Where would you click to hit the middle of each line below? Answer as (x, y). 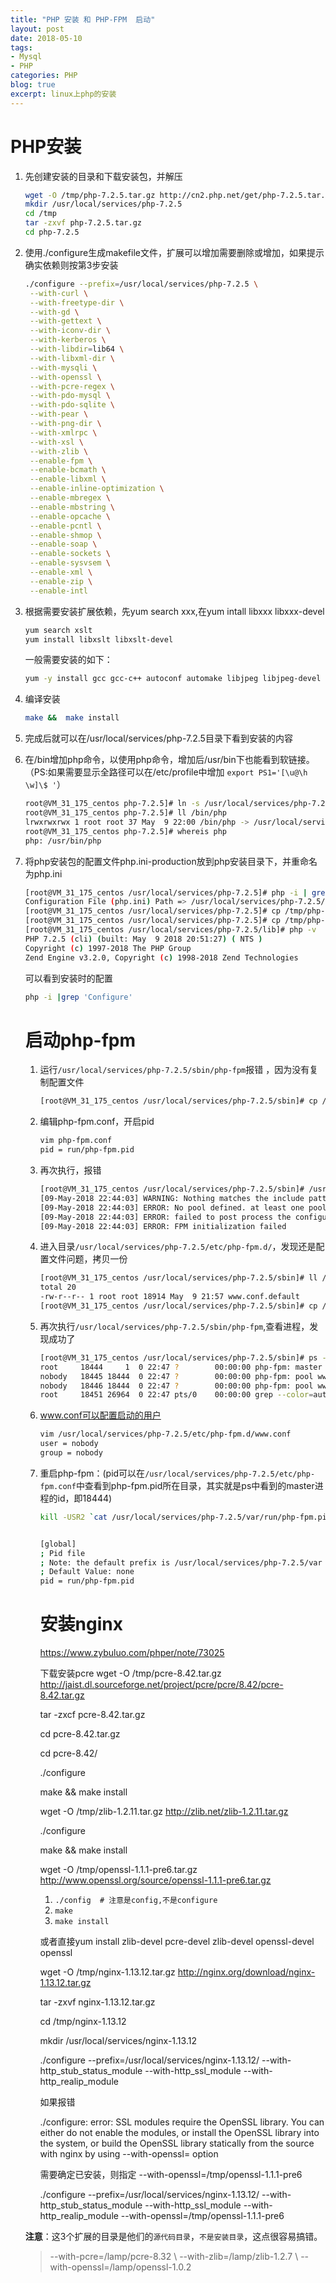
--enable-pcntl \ (65, 526)
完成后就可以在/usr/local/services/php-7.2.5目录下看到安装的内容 (158, 738)
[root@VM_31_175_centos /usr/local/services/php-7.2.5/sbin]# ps (178, 1357)
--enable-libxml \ (68, 479)
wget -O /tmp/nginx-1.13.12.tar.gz (107, 1972)
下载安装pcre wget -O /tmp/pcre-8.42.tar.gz (130, 1673)
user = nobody (69, 1444)
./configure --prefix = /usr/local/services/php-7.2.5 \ (141, 284)
